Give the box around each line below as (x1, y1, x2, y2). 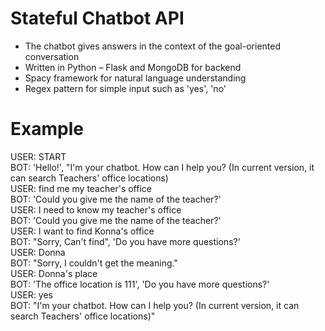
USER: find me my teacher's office (10, 182, 152, 194)
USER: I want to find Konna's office (10, 225, 155, 237)
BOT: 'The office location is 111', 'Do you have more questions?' (10, 278, 270, 290)
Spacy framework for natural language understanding (24, 72, 247, 84)
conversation (24, 50, 80, 62)
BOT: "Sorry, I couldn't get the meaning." (10, 257, 178, 269)
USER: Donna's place (10, 267, 98, 279)
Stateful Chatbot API (10, 7, 185, 30)
